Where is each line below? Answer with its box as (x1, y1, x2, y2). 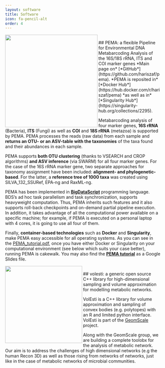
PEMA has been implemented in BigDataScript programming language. (5, 189, 150, 195)
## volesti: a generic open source (83, 271, 151, 277)
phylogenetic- (126, 169, 156, 175)
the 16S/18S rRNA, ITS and (98, 55, 152, 62)
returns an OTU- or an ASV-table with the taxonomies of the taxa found (5, 139, 153, 145)
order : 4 (5, 21, 23, 26)
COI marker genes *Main (98, 61, 149, 67)
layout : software (5, 7, 41, 12)
